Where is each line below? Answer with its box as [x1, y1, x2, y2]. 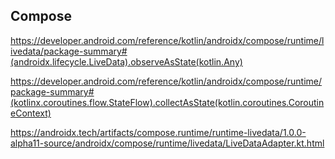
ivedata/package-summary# [10, 45, 128, 57]
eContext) [10, 107, 52, 119]
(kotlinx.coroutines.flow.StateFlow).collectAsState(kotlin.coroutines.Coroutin [10, 96, 325, 108]
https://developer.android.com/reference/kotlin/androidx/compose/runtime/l [10, 34, 325, 46]
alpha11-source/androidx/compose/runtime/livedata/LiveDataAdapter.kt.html [10, 137, 325, 149]
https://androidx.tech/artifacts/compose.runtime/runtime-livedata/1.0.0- [10, 126, 307, 138]
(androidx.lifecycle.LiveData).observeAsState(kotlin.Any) [10, 55, 243, 68]
